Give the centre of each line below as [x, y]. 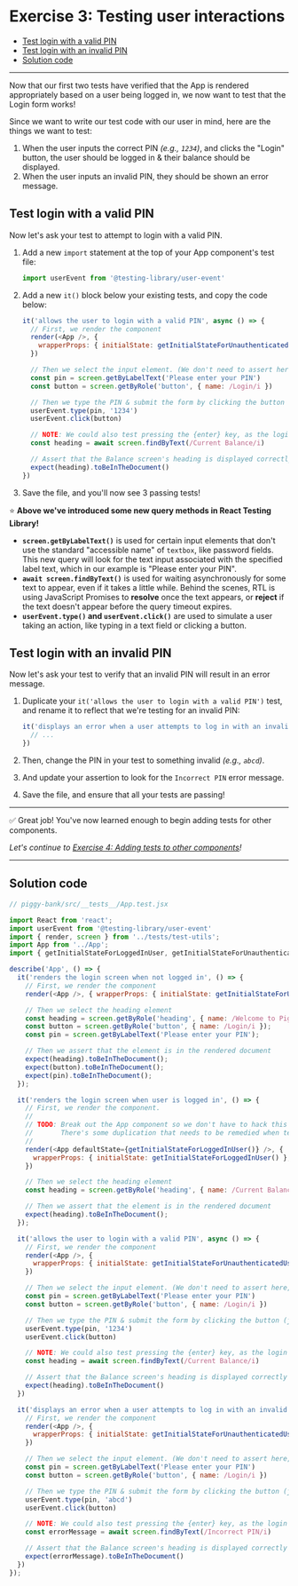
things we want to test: [51, 131]
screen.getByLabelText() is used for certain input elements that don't [149, 540]
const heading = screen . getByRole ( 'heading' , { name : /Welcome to [150, 1019]
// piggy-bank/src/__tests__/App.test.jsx [89, 904]
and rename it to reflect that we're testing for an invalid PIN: [131, 710]
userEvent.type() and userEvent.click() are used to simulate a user [147, 615]
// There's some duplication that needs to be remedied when [152, 1133]
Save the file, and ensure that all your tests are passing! [123, 795]
